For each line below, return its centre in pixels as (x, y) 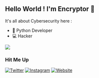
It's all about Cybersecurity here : (39, 21)
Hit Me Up (17, 59)
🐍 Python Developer (32, 30)
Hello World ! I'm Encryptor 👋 (50, 9)
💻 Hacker (22, 36)
